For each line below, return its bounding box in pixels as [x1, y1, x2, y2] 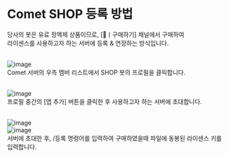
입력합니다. [7, 143, 37, 151]
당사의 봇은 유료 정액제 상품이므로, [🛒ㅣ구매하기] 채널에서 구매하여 [7, 30, 184, 39]
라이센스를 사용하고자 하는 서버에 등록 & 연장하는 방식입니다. [7, 39, 169, 47]
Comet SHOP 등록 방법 [7, 6, 133, 22]
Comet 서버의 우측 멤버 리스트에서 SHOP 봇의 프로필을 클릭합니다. [7, 68, 186, 76]
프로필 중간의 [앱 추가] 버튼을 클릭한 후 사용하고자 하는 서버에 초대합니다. [7, 97, 202, 105]
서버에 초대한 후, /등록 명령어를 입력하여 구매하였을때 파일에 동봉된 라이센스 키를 [7, 134, 222, 142]
